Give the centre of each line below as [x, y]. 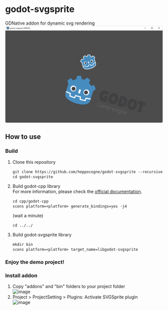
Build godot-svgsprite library [42, 234]
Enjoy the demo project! [35, 262]
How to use [23, 137]
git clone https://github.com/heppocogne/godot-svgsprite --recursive [87, 172]
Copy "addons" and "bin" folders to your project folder [69, 286]
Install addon [21, 275]
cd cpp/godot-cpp [30, 201]
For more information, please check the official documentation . [77, 191]
